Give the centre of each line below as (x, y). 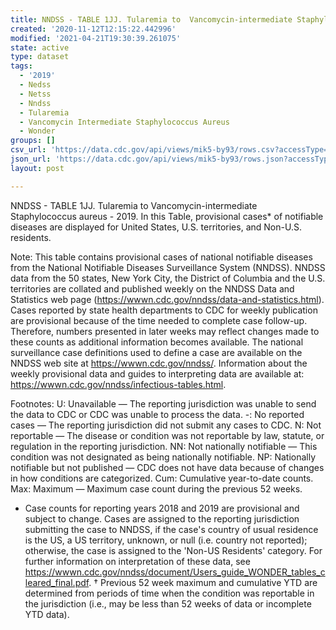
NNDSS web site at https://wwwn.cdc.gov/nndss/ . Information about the (159, 363)
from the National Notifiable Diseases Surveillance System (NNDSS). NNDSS (168, 267)
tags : (21, 66)
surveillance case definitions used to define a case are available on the (156, 352)
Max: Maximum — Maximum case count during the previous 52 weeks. (156, 488)
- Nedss (35, 85)
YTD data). (47, 614)
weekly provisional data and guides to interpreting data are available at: (157, 373)
